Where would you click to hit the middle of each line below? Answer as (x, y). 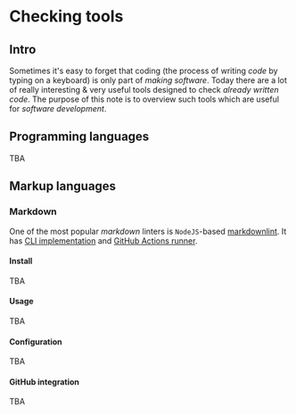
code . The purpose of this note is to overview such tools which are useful (144, 99)
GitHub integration (45, 382)
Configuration (36, 342)
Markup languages (63, 186)
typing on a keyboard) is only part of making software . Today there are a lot (148, 80)
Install (21, 261)
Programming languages (79, 137)
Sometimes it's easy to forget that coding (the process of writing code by (144, 70)
